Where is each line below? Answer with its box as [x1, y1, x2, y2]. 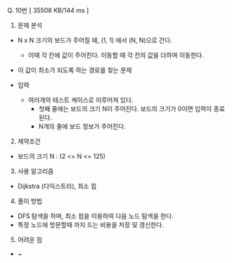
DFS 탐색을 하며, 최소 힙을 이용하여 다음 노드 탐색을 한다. [17, 212, 174, 220]
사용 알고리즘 [17, 167, 54, 175]
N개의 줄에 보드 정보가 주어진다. [38, 122, 127, 130]
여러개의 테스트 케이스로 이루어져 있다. [27, 96, 134, 104]
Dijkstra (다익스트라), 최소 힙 [17, 182, 97, 190]
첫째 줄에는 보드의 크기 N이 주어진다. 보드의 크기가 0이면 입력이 [38, 105, 212, 113]
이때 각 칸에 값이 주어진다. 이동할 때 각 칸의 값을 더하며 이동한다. [27, 51, 204, 59]
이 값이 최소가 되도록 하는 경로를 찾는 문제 [17, 66, 132, 74]
